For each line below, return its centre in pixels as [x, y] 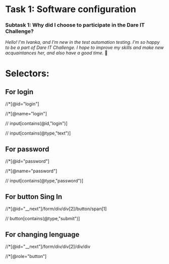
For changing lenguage [42, 235]
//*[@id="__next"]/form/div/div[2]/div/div [48, 246]
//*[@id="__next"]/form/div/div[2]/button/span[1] [56, 209]
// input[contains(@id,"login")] [37, 123]
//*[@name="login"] [26, 114]
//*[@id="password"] [27, 161]
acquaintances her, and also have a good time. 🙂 [57, 53]
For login [19, 92]
